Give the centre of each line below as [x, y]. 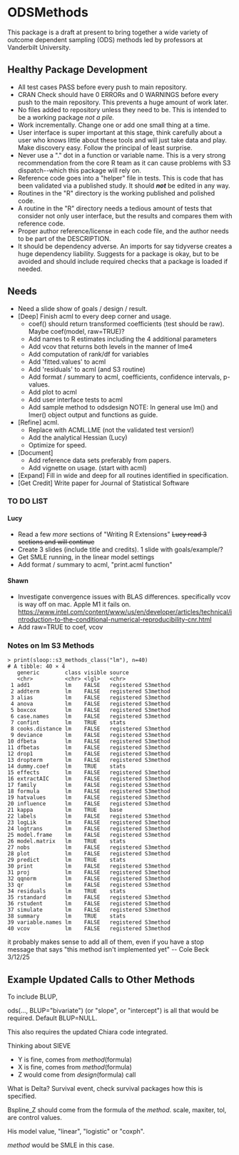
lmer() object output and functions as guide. [93, 414]
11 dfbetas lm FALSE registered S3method [89, 748]
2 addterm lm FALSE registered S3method [91, 692]
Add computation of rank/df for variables [88, 354]
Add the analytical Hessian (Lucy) [78, 437]
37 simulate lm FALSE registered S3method [89, 910]
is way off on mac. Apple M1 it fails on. [74, 604]
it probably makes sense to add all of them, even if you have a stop [106, 942]
